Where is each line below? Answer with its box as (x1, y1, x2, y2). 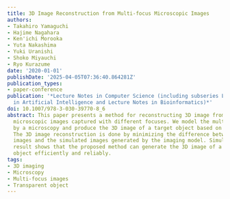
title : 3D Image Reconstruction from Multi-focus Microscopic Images (7, 10, 210, 17)
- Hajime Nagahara (7, 29, 60, 36)
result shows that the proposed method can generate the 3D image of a (13, 144, 222, 150)
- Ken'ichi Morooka (7, 36, 63, 42)
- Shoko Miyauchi (7, 55, 57, 62)
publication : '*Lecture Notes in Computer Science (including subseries (7, 93, 219, 100)
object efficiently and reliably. (13, 150, 112, 157)
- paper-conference (7, 86, 63, 93)
